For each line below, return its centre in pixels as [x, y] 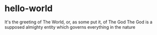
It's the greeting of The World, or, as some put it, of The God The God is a [78, 22]
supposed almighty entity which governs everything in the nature [70, 27]
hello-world [29, 9]
